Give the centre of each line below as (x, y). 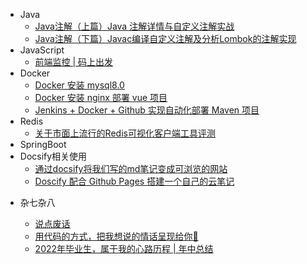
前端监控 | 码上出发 (74, 62)
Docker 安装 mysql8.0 (79, 85)
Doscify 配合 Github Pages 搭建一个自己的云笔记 (134, 181)
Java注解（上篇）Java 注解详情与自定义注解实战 (134, 26)
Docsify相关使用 (53, 156)
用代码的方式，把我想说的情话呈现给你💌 (116, 236)
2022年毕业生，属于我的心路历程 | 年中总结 (124, 248)
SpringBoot (43, 144)
